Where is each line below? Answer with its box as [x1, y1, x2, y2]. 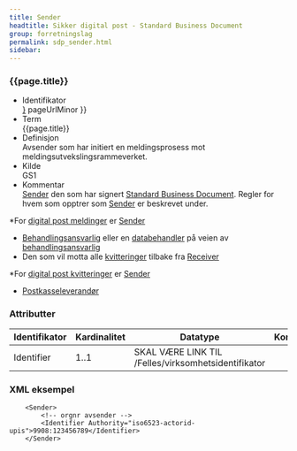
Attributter [9, 308, 56, 320]
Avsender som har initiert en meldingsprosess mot [21, 142, 206, 153]
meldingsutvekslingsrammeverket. [21, 151, 148, 162]
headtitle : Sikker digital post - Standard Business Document [9, 21, 243, 30]
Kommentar [21, 180, 65, 190]
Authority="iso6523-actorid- [88, 419, 196, 428]
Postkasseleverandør [21, 286, 100, 296]
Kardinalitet [74, 331, 126, 343]
